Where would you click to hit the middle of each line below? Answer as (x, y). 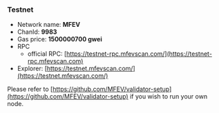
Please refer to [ (30, 89)
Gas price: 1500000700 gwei (59, 39)
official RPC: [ (47, 54)
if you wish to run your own (169, 96)
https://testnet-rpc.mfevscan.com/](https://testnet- (140, 54)
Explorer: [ (32, 69)
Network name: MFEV (49, 25)
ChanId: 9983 (37, 32)
